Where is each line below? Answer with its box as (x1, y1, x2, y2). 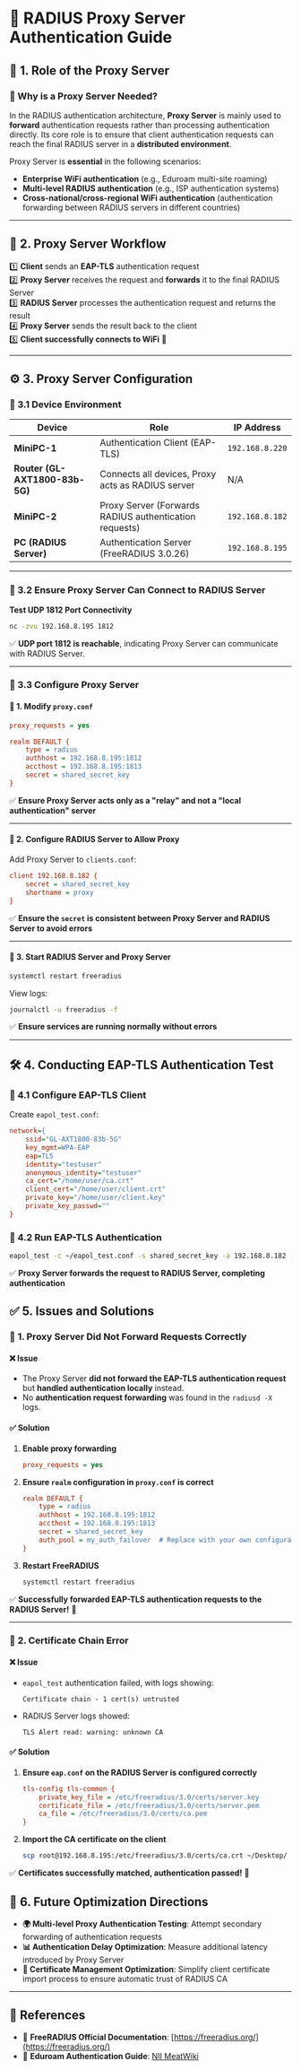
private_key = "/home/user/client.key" (25, 1193, 167, 1203)
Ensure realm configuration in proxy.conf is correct (21, 1476, 214, 1487)
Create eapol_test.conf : (9, 1109, 99, 1120)
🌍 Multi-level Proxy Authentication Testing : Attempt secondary (21, 1918, 262, 1929)
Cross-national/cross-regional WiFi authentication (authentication (21, 192, 273, 203)
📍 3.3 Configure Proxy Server (9, 679, 140, 691)
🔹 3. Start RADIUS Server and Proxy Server (9, 952, 172, 962)
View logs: (9, 987, 48, 998)
